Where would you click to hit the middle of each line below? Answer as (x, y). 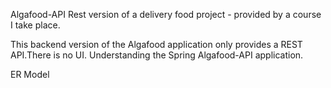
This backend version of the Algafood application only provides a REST (156, 44)
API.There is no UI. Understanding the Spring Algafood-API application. (157, 55)
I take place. (35, 25)
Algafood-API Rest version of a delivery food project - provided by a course (166, 14)
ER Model (30, 74)
